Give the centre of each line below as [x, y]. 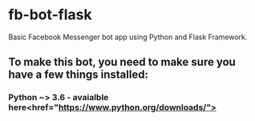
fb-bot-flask [50, 15]
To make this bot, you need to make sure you [122, 62]
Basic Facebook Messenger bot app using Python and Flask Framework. [128, 37]
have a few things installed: [78, 75]
